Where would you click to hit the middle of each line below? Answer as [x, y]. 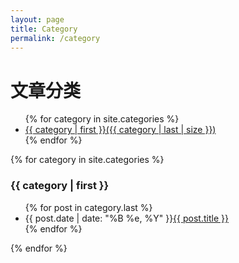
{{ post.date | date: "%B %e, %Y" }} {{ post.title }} [126, 218]
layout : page [37, 19]
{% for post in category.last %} [88, 207]
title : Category [44, 29]
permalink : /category [55, 38]
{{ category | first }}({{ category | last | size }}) [120, 130]
